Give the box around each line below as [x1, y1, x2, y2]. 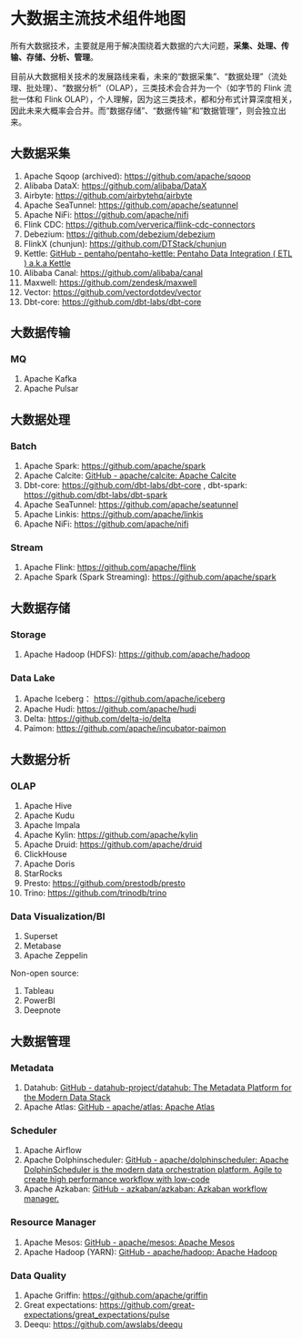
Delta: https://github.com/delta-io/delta [23, 713, 172, 724]
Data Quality [10, 1269, 67, 1282]
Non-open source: [10, 967, 80, 979]
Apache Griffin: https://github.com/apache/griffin [23, 1290, 208, 1301]
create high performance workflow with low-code [23, 1174, 210, 1185]
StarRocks [23, 868, 63, 879]
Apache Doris [23, 858, 75, 870]
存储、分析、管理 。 [25, 51, 98, 62]
